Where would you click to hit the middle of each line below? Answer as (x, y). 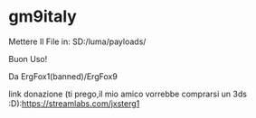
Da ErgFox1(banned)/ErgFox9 (63, 76)
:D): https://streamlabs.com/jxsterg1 (74, 103)
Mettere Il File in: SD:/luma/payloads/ (77, 41)
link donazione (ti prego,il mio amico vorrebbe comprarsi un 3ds (128, 94)
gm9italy (43, 17)
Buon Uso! (28, 59)
